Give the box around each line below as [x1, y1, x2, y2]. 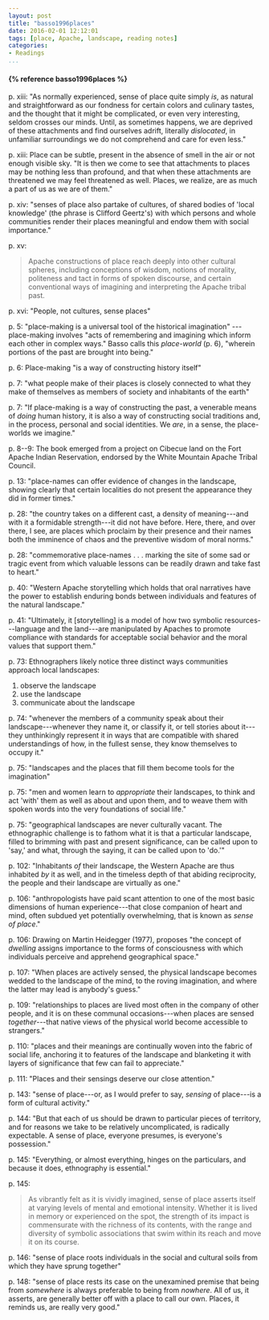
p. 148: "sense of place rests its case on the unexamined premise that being [8, 1277, 259, 1286]
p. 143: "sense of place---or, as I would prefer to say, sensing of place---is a [8, 1089, 262, 1099]
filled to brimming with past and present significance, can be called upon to [8, 837, 259, 847]
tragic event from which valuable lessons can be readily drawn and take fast [8, 559, 261, 569]
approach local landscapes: [8, 665, 100, 675]
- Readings [8, 49, 45, 57]
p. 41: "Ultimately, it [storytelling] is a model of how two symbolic [8, 615, 223, 625]
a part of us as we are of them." [8, 184, 113, 194]
